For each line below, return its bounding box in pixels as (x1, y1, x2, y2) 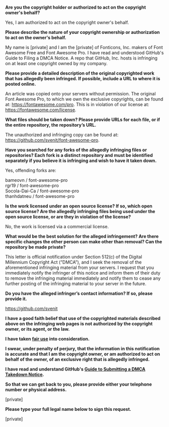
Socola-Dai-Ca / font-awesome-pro (5, 188, 79, 194)
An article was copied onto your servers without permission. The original (5, 91, 156, 96)
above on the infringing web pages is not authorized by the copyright (5, 321, 153, 327)
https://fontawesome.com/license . (5, 107, 76, 113)
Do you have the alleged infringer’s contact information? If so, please (5, 290, 153, 296)
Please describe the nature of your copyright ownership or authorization (5, 29, 160, 35)
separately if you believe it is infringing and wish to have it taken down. (5, 157, 157, 164)
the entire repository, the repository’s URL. (5, 122, 97, 128)
